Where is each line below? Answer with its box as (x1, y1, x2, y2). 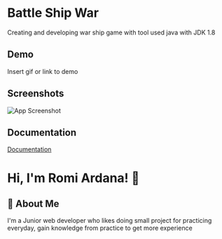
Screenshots (7, 88, 64, 100)
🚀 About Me (7, 198, 60, 209)
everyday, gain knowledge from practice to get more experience (7, 224, 193, 233)
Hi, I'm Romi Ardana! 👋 (7, 170, 140, 186)
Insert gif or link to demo (7, 67, 78, 75)
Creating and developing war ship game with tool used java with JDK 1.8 (7, 28, 216, 37)
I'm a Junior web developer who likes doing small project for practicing (7, 217, 212, 225)
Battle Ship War (7, 5, 99, 21)
